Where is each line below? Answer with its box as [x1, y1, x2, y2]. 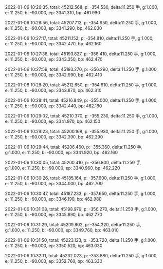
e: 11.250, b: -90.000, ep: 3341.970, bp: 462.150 [5, 118, 101, 124]
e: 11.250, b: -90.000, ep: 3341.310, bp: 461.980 [5, 10, 101, 16]
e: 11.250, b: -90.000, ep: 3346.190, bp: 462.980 [5, 196, 102, 202]
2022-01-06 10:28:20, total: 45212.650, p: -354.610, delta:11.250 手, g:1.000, [5, 82, 158, 88]
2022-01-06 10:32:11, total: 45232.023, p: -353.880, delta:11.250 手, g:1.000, [5, 253, 158, 258]
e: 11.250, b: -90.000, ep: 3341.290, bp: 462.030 [5, 25, 102, 31]
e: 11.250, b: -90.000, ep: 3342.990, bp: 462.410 [5, 72, 102, 77]
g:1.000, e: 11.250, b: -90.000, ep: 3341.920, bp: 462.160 [5, 150, 118, 155]
